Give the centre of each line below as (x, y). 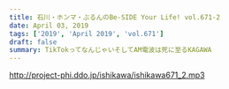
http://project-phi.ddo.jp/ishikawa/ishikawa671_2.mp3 (107, 75)
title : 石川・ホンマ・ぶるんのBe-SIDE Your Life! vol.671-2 (115, 17)
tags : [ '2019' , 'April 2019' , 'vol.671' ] (87, 33)
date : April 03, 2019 (49, 26)
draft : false (33, 42)
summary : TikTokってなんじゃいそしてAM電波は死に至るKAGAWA (111, 50)
